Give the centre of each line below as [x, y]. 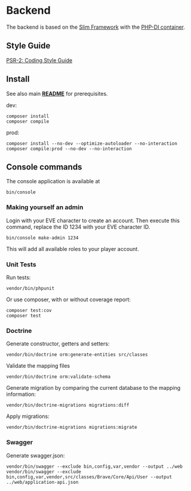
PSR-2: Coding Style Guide [39, 60]
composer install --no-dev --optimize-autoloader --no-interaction [92, 143]
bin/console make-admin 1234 [42, 238]
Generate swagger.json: [36, 455]
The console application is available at [53, 181]
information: [21, 394]
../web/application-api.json [42, 482]
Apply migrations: [28, 416]
